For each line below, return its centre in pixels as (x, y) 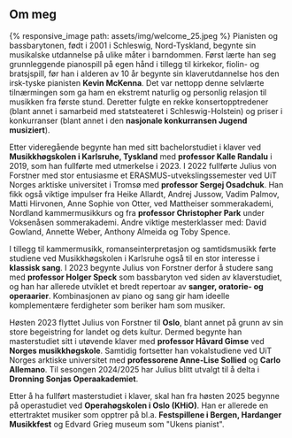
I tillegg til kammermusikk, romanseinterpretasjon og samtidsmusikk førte (143, 249)
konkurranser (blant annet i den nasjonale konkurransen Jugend (128, 120)
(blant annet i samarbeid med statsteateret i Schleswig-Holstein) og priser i (146, 111)
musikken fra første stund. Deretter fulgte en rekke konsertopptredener (139, 102)
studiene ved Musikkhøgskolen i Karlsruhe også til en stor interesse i (134, 258)
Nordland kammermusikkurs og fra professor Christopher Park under (137, 212)
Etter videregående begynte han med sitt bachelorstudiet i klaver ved (135, 147)
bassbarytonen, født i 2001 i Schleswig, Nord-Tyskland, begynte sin (133, 45)
